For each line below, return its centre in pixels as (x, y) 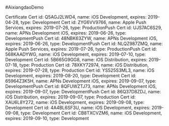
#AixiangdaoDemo (24, 7)
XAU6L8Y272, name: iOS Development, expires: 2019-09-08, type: (75, 102)
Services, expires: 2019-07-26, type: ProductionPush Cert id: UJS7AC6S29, (84, 28)
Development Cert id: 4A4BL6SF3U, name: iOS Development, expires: (78, 108)
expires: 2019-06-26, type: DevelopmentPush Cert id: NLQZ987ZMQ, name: (84, 44)
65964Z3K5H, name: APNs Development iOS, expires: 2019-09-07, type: (81, 81)
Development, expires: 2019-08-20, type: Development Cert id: (71, 76)
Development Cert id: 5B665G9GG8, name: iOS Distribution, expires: (76, 59)
